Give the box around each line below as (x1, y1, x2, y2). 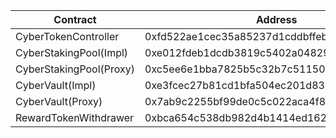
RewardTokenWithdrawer (15, 111, 135, 124)
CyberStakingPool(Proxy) (15, 62, 136, 76)
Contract (53, 13, 97, 26)
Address (256, 13, 298, 26)
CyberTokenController (15, 30, 120, 43)
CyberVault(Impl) (15, 79, 97, 92)
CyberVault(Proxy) (15, 95, 103, 108)
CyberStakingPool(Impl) (15, 46, 129, 59)
